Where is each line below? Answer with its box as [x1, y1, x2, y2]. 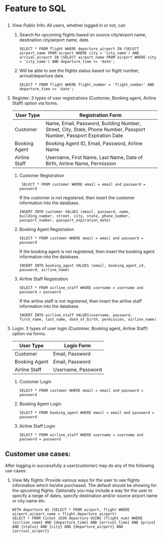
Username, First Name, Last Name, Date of [45, 154, 143, 161]
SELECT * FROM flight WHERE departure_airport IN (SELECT [19, 46, 139, 51]
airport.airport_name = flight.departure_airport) [12, 512, 117, 517]
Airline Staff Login [19, 423, 56, 429]
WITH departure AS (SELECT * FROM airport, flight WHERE [12, 507, 130, 512]
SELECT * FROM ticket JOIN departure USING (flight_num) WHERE [12, 516, 143, 521]
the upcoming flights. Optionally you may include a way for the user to [12, 487, 153, 494]
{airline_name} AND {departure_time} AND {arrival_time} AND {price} [12, 520, 156, 525]
